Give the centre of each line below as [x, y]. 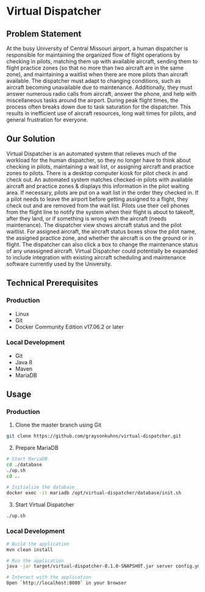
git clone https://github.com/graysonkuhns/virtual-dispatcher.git [94, 436]
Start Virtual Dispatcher [45, 504]
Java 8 [23, 362]
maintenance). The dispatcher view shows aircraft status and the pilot [94, 225]
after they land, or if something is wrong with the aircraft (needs [86, 218]
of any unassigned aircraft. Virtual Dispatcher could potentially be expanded [102, 251]
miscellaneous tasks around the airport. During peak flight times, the [92, 100]
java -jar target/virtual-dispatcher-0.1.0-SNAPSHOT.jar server [90, 566]
